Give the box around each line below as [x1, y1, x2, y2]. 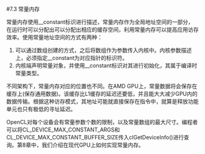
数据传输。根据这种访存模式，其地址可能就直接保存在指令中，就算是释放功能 [6, 98, 199, 105]
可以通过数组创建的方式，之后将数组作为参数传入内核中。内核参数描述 [15, 46, 192, 54]
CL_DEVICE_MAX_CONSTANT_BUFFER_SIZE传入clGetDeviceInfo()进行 [6, 134, 184, 141]
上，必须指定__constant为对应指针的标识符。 [15, 54, 128, 61]
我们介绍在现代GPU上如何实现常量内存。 [41, 141, 145, 148]
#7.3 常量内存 [6, 5, 40, 12]
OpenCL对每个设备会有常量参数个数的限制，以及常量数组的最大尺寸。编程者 [6, 119, 198, 125]
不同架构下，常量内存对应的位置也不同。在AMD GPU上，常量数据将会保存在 [6, 82, 198, 90]
